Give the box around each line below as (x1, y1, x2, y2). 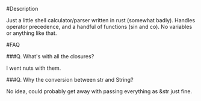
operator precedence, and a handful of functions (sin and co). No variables (6, 23, 193, 30)
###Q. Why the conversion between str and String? (6, 76, 134, 83)
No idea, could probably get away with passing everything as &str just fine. (6, 88, 193, 95)
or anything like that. (6, 29, 57, 37)
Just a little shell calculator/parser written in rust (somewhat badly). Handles (6, 17, 196, 23)
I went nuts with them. (6, 64, 61, 72)
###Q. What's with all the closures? (6, 53, 94, 60)
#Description (6, 5, 39, 12)
